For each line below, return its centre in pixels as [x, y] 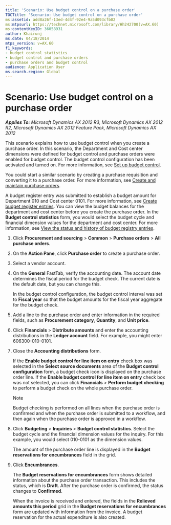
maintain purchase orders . [33, 185]
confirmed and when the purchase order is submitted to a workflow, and [89, 413]
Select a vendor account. [39, 263]
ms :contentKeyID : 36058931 [34, 29]
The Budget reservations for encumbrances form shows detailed [82, 474]
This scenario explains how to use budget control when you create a [78, 143]
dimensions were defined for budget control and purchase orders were [80, 154]
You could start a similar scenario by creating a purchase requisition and [81, 174]
